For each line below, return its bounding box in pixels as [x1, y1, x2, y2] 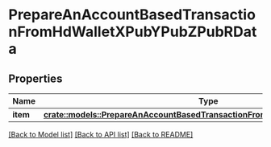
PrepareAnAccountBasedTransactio [8, 6, 256, 24]
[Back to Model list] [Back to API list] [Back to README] [8, 130, 194, 139]
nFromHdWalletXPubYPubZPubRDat [8, 22, 257, 41]
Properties [8, 71, 63, 85]
